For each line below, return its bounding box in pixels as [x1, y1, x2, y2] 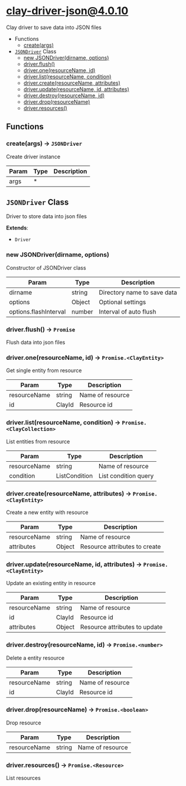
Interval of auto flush [99, 307, 156, 315]
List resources [6, 775, 41, 782]
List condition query [98, 471, 154, 480]
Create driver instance [6, 153, 61, 160]
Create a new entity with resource [6, 509, 89, 516]
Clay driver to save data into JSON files [6, 24, 102, 31]
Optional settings [99, 298, 146, 306]
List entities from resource [6, 437, 70, 445]
